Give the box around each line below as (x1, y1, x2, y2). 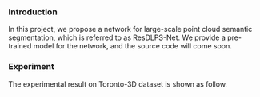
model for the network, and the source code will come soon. (33, 41, 232, 51)
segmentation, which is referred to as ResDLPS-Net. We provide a (8, 33, 226, 42)
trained (8, 41, 32, 51)
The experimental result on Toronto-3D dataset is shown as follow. (8, 79, 228, 89)
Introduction (8, 6, 58, 17)
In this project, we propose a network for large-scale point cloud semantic (8, 25, 253, 34)
